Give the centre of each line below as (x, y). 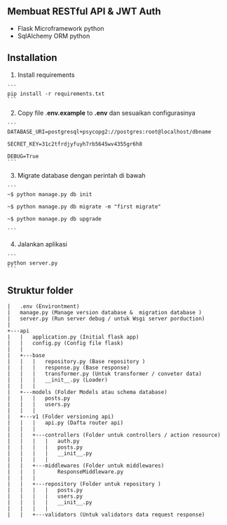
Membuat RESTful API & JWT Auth (84, 12)
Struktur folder (40, 291)
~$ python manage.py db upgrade (54, 219)
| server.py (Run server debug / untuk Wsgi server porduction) (106, 319)
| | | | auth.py (43, 441)
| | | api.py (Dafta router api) (66, 423)
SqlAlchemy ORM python (54, 36)
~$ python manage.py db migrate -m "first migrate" (84, 206)
